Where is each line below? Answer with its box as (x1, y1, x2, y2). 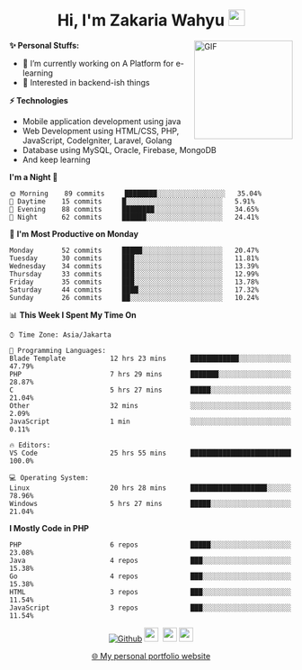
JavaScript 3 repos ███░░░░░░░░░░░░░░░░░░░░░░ (9, 603, 292, 612)
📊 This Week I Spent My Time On (9, 309, 137, 320)
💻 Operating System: (9, 473, 90, 482)
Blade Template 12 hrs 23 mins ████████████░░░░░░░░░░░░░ (9, 354, 292, 363)
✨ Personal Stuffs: (9, 40, 80, 50)
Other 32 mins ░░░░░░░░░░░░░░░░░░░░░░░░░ (9, 401, 292, 410)
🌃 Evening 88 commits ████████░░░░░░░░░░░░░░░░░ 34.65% (9, 204, 259, 213)
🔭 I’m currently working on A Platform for (22, 58, 174, 68)
